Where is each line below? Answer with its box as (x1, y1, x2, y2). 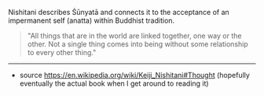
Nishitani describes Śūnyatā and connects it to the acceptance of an (8, 8, 229, 17)
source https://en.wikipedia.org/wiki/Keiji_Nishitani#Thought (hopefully (19, 71, 250, 79)
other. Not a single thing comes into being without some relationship (27, 39, 249, 49)
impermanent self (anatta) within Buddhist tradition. (8, 16, 175, 25)
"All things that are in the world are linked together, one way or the (27, 31, 242, 40)
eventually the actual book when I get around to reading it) (19, 79, 210, 88)
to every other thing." (27, 48, 97, 57)
